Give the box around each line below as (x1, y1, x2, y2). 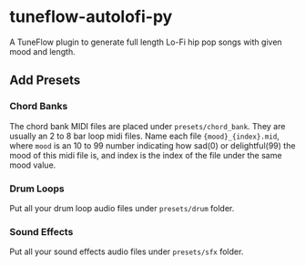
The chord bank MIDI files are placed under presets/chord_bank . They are (9, 120, 286, 131)
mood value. (9, 159, 56, 170)
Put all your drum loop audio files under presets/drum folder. (9, 202, 235, 213)
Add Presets (9, 73, 81, 88)
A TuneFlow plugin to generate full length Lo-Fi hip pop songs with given (9, 36, 282, 47)
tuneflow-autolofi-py (9, 6, 173, 27)
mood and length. (9, 46, 76, 56)
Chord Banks (9, 100, 68, 113)
